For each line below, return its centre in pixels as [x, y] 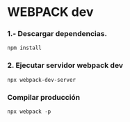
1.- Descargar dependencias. [57, 34]
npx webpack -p [29, 112]
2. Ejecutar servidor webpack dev [65, 65]
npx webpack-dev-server [42, 80]
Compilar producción [44, 97]
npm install [24, 48]
